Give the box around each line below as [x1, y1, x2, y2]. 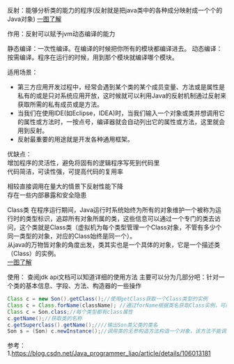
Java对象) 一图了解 [7, 15, 62, 23]
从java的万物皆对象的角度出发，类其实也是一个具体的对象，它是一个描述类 [7, 241, 221, 249]
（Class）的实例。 [7, 250, 61, 257]
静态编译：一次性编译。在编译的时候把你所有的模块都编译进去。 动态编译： [7, 45, 223, 52]
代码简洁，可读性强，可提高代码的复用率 [7, 167, 123, 176]
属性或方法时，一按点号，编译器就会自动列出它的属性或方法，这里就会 [23, 118, 225, 126]
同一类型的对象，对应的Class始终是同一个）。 [7, 232, 136, 240]
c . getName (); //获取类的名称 [7, 314, 82, 322]
